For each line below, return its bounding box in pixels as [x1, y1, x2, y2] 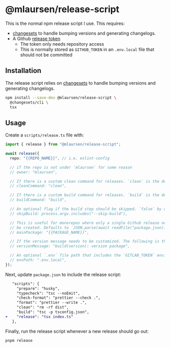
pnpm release [5, 338, 33, 343]
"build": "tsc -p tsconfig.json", [16, 309, 90, 315]
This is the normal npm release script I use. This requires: [5, 20, 125, 26]
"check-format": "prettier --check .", [16, 295, 101, 300]
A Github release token [12, 36, 61, 42]
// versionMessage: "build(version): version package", [10, 243, 130, 249]
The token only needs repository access [20, 41, 104, 47]
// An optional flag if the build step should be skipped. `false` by [10, 206, 162, 212]
